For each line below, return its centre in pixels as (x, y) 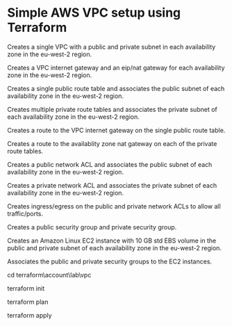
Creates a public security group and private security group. (92, 227)
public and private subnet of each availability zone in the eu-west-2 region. (115, 247)
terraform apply (30, 315)
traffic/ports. (25, 213)
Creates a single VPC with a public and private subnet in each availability (111, 47)
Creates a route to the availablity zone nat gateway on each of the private (112, 143)
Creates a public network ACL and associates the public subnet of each (110, 164)
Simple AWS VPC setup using (94, 13)
